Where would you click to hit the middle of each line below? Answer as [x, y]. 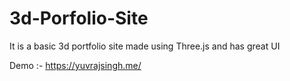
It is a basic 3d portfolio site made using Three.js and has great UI [145, 46]
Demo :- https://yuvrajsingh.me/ [75, 65]
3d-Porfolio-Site [79, 18]
